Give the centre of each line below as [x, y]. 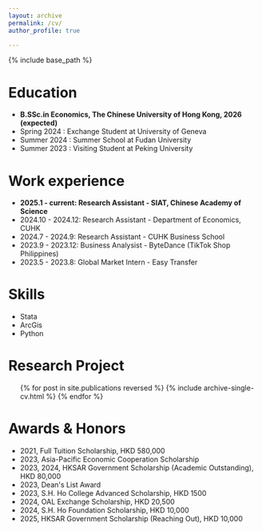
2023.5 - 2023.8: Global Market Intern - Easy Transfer [109, 262]
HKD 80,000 [40, 477]
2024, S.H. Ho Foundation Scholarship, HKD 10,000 [104, 510]
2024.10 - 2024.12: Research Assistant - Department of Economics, [130, 220]
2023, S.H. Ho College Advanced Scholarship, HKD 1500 [113, 493]
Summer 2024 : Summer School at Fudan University [105, 140]
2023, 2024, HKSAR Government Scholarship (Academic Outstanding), [137, 468]
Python [32, 334]
